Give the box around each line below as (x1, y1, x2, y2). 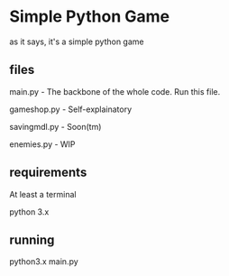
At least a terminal (9, 189, 77, 199)
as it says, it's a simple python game (9, 36, 144, 47)
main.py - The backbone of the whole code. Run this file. (9, 86, 221, 97)
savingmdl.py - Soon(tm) (9, 121, 102, 132)
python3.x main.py (9, 256, 78, 267)
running (9, 232, 55, 247)
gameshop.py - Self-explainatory (9, 104, 133, 115)
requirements (9, 165, 87, 180)
